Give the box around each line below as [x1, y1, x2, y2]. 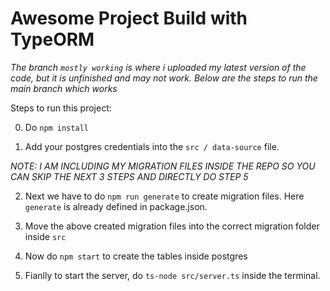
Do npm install [24, 121, 89, 133]
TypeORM [10, 28, 95, 51]
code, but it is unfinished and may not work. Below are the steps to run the [10, 72, 318, 84]
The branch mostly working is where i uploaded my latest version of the [10, 61, 307, 73]
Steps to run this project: [10, 102, 112, 114]
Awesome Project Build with [10, 7, 248, 30]
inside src [24, 230, 67, 242]
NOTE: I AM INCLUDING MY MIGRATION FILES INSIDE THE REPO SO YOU [10, 160, 316, 172]
